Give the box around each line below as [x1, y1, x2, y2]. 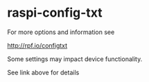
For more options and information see [7, 28, 115, 36]
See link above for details [7, 68, 80, 76]
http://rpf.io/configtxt [7, 41, 68, 49]
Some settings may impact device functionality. [7, 54, 143, 63]
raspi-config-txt [7, 5, 103, 21]
